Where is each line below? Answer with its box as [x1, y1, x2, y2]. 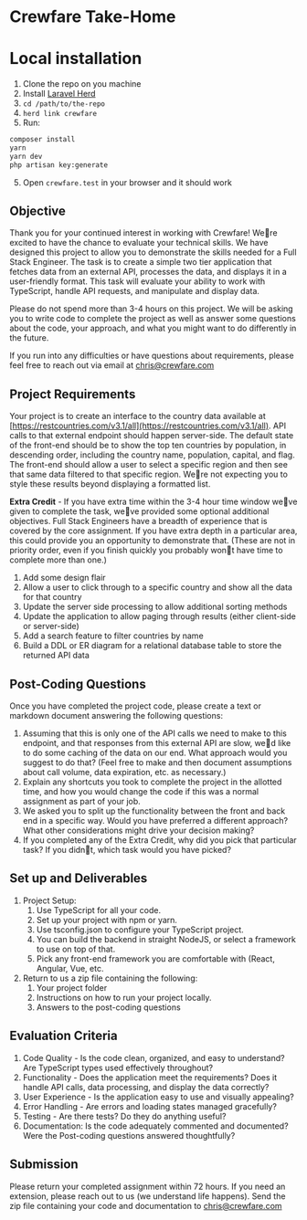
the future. [9, 332, 49, 343]
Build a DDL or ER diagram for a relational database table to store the [22, 640, 282, 651]
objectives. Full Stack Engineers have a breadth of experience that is [9, 516, 268, 527]
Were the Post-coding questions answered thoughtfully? [22, 1130, 236, 1141]
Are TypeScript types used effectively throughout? [22, 1062, 213, 1073]
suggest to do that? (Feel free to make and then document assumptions [22, 757, 292, 768]
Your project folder [36, 982, 108, 993]
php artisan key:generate [9, 160, 108, 170]
